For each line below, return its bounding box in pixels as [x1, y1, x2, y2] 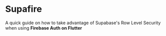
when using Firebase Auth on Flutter [5, 25, 82, 31]
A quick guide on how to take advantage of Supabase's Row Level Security [5, 20, 161, 26]
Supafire [5, 3, 42, 15]
